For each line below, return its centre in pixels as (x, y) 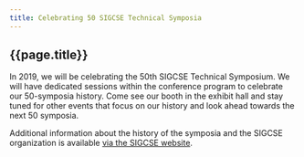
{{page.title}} (49, 55)
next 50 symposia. (44, 116)
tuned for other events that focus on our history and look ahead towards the (152, 106)
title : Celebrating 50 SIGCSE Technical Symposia (106, 18)
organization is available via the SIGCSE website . (101, 143)
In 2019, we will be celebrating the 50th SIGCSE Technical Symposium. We (150, 77)
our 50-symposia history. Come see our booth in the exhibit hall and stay (147, 96)
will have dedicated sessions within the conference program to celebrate (146, 87)
